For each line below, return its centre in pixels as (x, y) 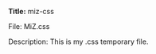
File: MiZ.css (29, 26)
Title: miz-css (31, 11)
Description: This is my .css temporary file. (78, 41)
